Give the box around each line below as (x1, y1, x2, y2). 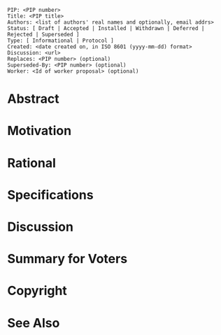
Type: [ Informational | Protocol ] (7, 37, 114, 44)
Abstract (7, 91, 59, 107)
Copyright (7, 283, 68, 299)
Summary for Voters (7, 251, 128, 267)
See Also (7, 315, 60, 331)
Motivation (7, 123, 72, 139)
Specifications (7, 187, 94, 203)
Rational (7, 155, 56, 171)
